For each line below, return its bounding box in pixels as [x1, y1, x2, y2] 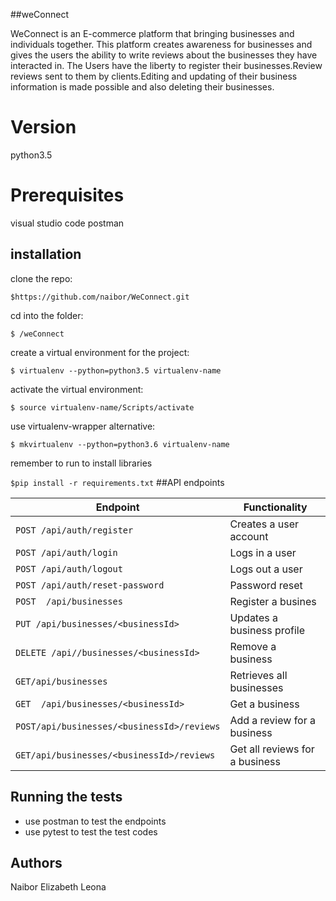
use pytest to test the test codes [24, 825, 158, 838]
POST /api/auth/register [15, 524, 134, 536]
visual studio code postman [10, 217, 125, 229]
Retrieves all [229, 668, 288, 682]
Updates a [229, 610, 278, 624]
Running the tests [10, 789, 123, 806]
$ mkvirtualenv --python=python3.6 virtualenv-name [10, 439, 230, 449]
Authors [10, 854, 63, 871]
